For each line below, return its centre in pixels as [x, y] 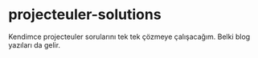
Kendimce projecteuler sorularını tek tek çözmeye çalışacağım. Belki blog [129, 37]
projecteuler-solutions [85, 15]
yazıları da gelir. [35, 44]
